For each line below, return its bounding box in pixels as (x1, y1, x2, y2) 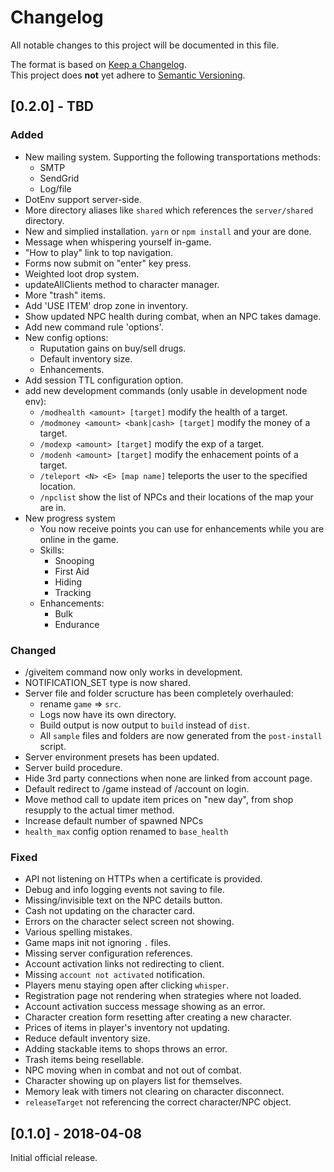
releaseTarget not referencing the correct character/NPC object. (24, 1096, 292, 1108)
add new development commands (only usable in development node (24, 384, 308, 396)
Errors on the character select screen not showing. (24, 916, 235, 928)
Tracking (54, 586, 92, 598)
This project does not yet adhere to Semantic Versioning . (10, 69, 246, 81)
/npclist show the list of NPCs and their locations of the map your (39, 491, 314, 503)
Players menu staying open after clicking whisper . (24, 979, 230, 991)
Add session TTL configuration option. (24, 374, 184, 386)
